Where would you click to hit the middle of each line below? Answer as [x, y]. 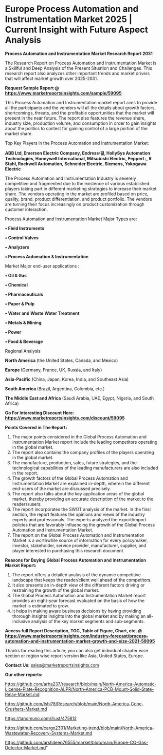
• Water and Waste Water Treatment [42, 313]
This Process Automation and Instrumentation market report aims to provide [81, 102]
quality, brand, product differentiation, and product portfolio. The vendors [79, 199]
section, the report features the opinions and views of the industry [78, 514]
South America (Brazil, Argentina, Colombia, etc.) [55, 389]
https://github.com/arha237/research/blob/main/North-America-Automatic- [81, 684]
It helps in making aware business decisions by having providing [77, 611]
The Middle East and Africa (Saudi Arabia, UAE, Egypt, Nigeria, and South [80, 398]
